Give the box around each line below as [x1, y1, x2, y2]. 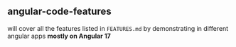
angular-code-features [7, 6, 112, 18]
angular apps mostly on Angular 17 [7, 32, 112, 40]
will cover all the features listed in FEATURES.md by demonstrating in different [7, 24, 229, 32]
